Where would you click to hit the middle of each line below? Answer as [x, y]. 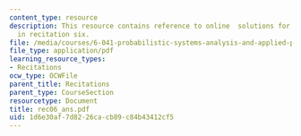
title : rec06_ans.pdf [50, 109]
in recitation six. [54, 34]
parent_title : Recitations [60, 84]
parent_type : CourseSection [62, 92]
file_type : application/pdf [62, 51]
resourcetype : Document [54, 101]
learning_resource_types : [57, 59]
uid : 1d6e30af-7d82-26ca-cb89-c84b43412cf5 [92, 117]
